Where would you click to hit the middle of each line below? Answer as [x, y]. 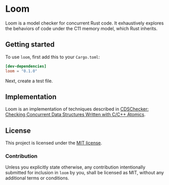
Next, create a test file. [29, 81]
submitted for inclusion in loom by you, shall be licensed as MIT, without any [85, 173]
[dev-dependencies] [26, 66]
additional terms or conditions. [37, 178]
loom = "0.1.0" [21, 71]
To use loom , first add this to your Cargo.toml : [53, 57]
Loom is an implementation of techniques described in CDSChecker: [77, 109]
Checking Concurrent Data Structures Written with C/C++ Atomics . [76, 114]
